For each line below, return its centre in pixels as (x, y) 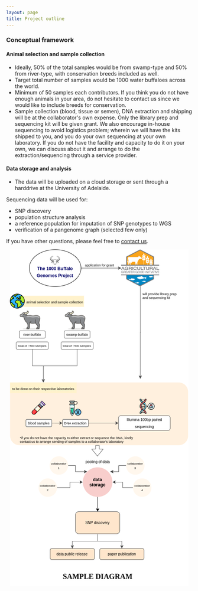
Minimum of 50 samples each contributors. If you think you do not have (102, 92)
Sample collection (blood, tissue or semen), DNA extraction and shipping (103, 111)
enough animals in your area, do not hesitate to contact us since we (97, 99)
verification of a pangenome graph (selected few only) (81, 230)
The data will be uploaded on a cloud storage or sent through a (91, 182)
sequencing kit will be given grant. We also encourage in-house (92, 123)
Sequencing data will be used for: (47, 199)
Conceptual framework (40, 40)
